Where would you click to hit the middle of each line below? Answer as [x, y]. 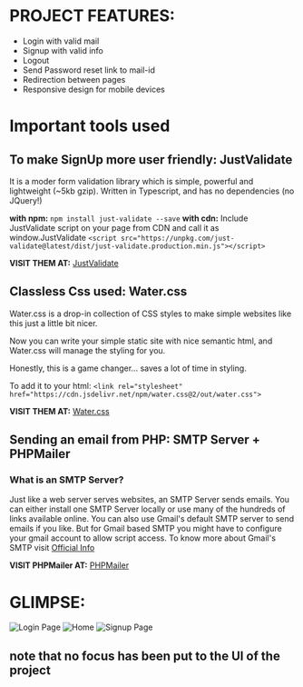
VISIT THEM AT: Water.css [60, 411]
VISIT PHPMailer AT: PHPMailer [69, 565]
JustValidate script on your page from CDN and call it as [114, 227]
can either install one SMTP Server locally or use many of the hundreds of [147, 509]
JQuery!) [26, 200]
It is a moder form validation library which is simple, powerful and [132, 181]
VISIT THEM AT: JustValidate [64, 263]
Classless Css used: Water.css [98, 292]
